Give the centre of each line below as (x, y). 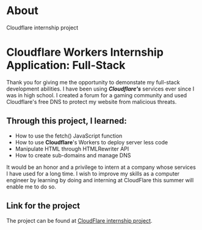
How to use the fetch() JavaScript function (69, 136)
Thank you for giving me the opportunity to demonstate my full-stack (93, 82)
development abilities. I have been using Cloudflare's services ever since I (100, 89)
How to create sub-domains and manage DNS (73, 155)
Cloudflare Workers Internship (85, 52)
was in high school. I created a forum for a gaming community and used (97, 95)
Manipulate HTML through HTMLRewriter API (72, 149)
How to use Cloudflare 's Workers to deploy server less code (92, 142)
